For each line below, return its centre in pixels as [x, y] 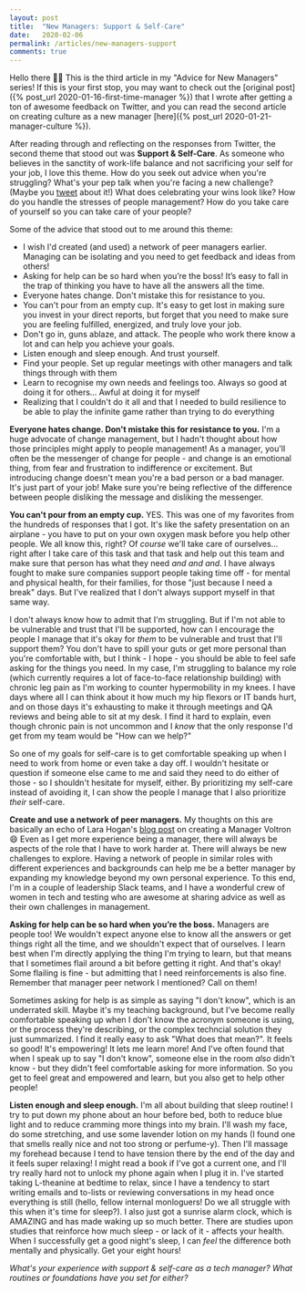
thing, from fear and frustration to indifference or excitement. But [131, 468]
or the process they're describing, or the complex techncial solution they [146, 1029]
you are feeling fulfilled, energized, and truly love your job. [132, 325]
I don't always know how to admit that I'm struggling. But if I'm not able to [148, 620]
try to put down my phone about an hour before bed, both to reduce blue [146, 1115]
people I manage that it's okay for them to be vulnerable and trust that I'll [146, 639]
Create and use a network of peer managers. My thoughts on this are [141, 820]
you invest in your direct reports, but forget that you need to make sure [155, 315]
